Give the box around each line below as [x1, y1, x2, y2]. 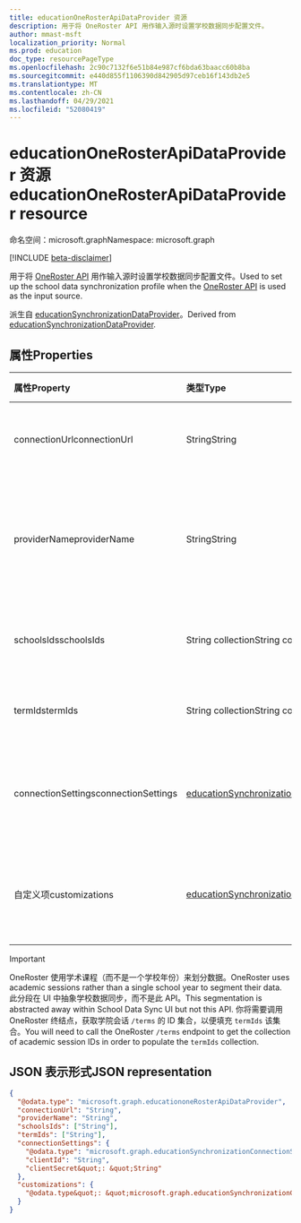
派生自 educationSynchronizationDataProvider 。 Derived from [9, 309, 236, 320]
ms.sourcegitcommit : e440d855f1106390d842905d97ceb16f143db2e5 [9, 72, 251, 81]
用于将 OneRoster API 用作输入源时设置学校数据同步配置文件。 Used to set [9, 271, 283, 282]
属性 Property [13, 382, 71, 394]
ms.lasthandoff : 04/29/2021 [9, 96, 115, 106]
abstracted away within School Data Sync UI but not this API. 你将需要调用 [9, 1004, 284, 1014]
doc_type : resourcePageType [9, 55, 115, 64]
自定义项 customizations [13, 889, 115, 900]
